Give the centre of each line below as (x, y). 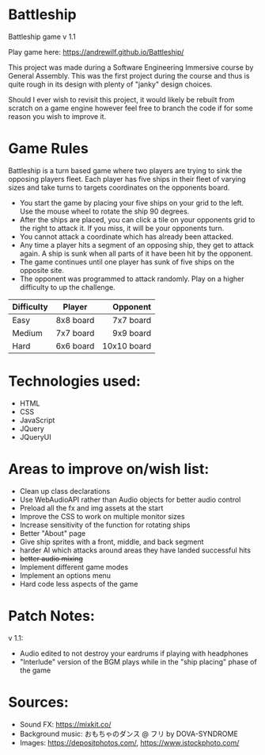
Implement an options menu (65, 575)
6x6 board (75, 345)
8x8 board (75, 320)
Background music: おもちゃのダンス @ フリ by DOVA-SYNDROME (129, 734)
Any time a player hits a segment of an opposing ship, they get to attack (137, 245)
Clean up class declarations (65, 491)
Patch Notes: (51, 616)
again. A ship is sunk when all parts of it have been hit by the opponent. (136, 253)
